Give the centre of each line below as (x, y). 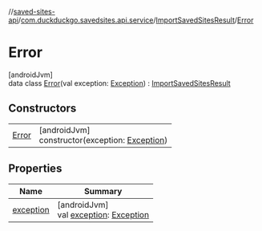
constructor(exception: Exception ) (103, 140)
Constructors (42, 109)
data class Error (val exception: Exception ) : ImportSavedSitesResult (119, 83)
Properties (35, 169)
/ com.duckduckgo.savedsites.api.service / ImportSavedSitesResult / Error (136, 20)
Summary (103, 191)
